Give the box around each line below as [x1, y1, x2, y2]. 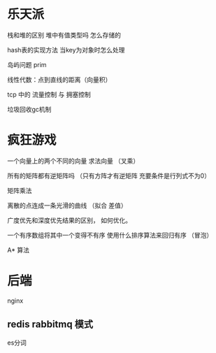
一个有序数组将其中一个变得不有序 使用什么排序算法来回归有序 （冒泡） [7, 231, 213, 239]
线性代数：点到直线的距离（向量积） [7, 75, 112, 84]
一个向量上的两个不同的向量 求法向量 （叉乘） [7, 157, 140, 165]
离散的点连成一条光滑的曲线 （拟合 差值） [7, 201, 127, 210]
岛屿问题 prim [7, 60, 47, 69]
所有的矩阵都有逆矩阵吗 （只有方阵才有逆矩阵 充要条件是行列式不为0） [7, 171, 211, 180]
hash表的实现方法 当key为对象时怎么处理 [7, 45, 125, 54]
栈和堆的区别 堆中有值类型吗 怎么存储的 [7, 31, 121, 39]
